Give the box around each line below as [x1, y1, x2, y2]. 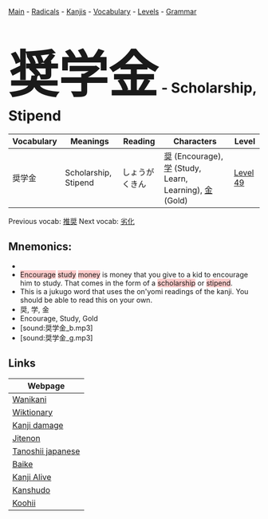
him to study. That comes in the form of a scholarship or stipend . [19, 278, 233, 288]
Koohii [12, 497, 36, 509]
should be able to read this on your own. [19, 295, 153, 305]
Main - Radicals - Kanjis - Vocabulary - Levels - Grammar [8, 7, 197, 16]
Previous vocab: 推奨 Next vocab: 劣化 [8, 216, 135, 226]
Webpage [27, 380, 65, 391]
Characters [172, 136, 217, 147]
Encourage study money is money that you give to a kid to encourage [19, 269, 249, 279]
